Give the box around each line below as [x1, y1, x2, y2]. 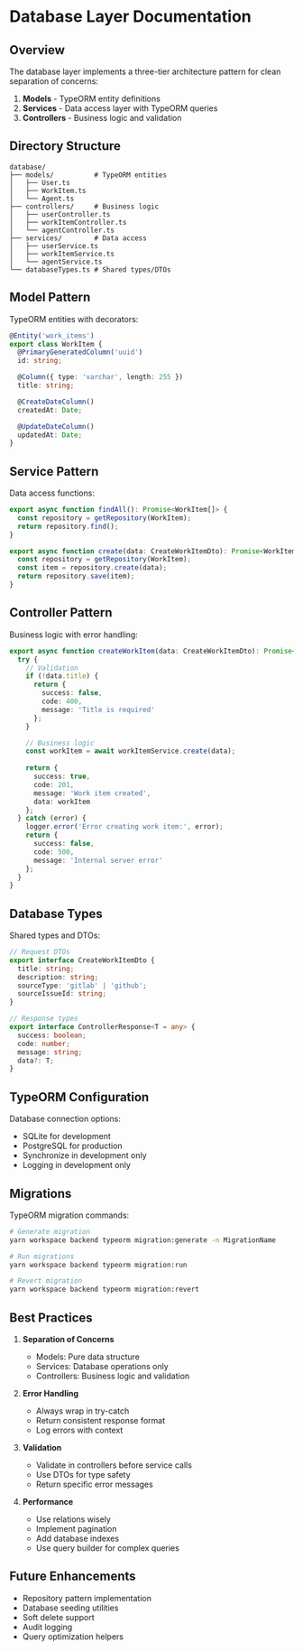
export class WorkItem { [9, 339, 103, 348]
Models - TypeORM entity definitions [22, 93, 161, 104]
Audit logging [22, 1621, 73, 1632]
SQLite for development [22, 1131, 111, 1142]
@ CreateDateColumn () [17, 397, 95, 406]
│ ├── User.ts [9, 178, 70, 187]
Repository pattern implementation [22, 1592, 151, 1603]
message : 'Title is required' [41, 705, 155, 714]
